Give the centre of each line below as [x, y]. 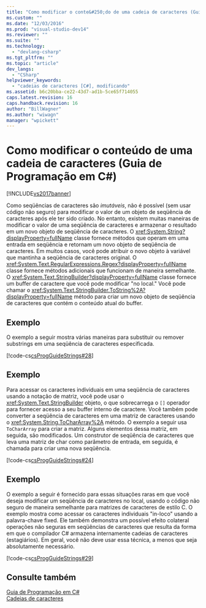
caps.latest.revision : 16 [39, 97]
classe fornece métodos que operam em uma [131, 238]
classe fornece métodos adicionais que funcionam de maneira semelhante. [101, 271]
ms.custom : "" [25, 18]
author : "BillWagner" [34, 109]
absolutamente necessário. [41, 546]
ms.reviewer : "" [27, 35]
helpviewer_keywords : [34, 80]
